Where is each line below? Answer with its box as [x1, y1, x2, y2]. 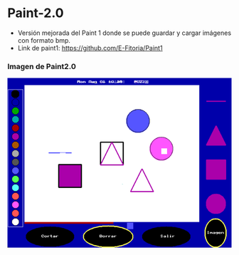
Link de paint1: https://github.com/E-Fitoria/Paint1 [17, 43, 163, 52]
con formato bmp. [17, 36, 71, 44]
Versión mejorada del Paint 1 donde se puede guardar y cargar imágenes [17, 28, 232, 37]
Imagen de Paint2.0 [7, 61, 76, 71]
